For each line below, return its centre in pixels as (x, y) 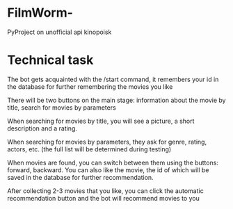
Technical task (50, 60)
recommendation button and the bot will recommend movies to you (103, 198)
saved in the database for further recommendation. (81, 177)
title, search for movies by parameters (62, 107)
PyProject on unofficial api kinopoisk (59, 32)
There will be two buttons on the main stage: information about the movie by (116, 100)
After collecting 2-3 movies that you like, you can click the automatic (105, 191)
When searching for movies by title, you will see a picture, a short (101, 121)
